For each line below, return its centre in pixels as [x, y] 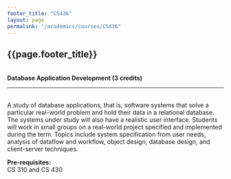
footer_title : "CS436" [40, 13]
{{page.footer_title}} [52, 54]
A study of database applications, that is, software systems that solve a [108, 105]
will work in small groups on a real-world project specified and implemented [114, 127]
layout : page [26, 20]
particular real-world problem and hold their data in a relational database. [111, 113]
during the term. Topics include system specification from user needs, [107, 134]
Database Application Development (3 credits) [75, 78]
